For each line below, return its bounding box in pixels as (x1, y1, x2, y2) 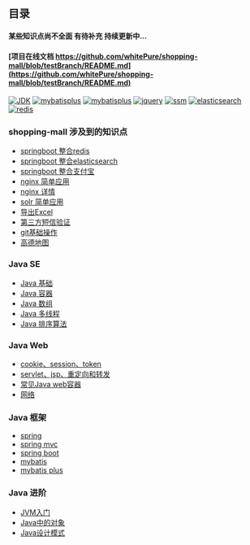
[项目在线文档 (8, 51, 54, 61)
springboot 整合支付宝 (19, 167, 95, 177)
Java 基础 (19, 278, 54, 288)
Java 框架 (8, 412, 47, 423)
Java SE (8, 259, 41, 270)
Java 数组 (19, 299, 54, 308)
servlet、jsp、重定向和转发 (19, 369, 111, 379)
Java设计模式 (19, 527, 66, 538)
